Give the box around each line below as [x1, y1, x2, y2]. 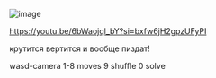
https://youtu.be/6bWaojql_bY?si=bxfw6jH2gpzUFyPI [9, 26, 207, 36]
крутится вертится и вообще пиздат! [9, 43, 150, 54]
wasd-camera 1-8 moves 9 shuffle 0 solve [9, 61, 166, 71]
